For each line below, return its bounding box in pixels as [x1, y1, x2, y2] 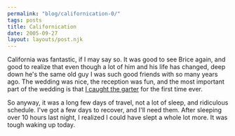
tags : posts [7, 17, 42, 24]
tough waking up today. [7, 121, 76, 129]
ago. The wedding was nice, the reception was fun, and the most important [7, 77, 224, 86]
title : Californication [7, 23, 77, 30]
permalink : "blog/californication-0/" [7, 10, 121, 17]
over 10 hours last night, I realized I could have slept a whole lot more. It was [7, 113, 228, 122]
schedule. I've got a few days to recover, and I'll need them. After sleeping [7, 106, 222, 114]
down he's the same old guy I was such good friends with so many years [7, 70, 218, 79]
